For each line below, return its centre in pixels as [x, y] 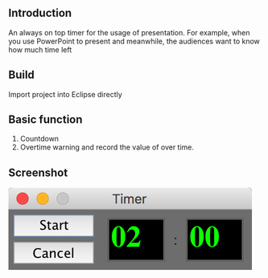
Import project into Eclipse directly [65, 94]
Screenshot [38, 172]
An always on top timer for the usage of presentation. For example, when [129, 32]
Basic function [45, 120]
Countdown [39, 139]
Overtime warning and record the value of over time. [107, 147]
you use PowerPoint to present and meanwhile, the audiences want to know [134, 41]
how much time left [40, 49]
